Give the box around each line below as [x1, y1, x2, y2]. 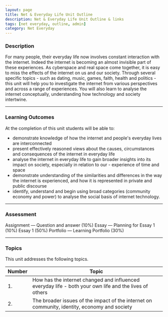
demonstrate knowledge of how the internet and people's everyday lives [12, 135, 162, 141]
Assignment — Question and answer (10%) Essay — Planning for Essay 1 [5, 222, 155, 228]
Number [7, 268, 27, 275]
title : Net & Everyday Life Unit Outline [5, 12, 93, 17]
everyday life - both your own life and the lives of [32, 283, 148, 290]
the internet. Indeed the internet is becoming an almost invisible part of [5, 59, 151, 65]
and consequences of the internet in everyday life [12, 151, 115, 157]
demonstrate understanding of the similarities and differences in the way [12, 172, 162, 178]
